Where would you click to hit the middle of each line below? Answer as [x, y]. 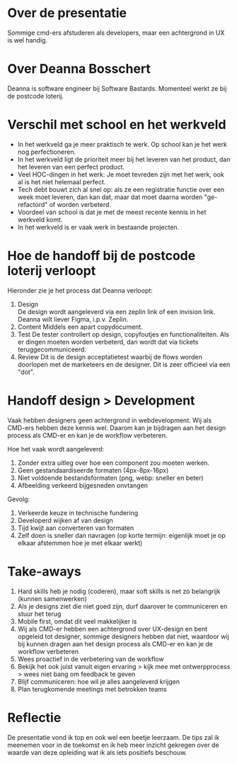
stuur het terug [39, 614]
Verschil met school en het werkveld [117, 125]
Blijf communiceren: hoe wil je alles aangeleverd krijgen [99, 681]
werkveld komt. [40, 219]
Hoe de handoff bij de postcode [102, 256]
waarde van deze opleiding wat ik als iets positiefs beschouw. [97, 752]
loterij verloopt [52, 271]
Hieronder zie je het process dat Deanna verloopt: [80, 290]
